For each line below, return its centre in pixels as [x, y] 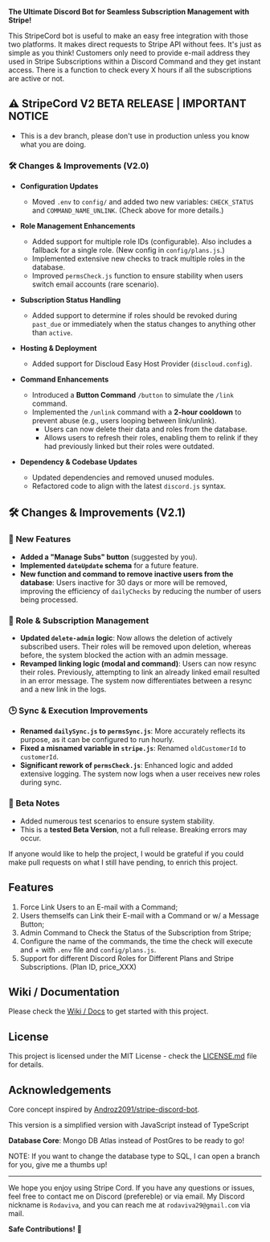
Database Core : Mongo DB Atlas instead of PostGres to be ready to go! [127, 1140]
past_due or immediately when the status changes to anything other [144, 324]
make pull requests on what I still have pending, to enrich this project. [123, 862]
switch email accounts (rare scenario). [95, 284]
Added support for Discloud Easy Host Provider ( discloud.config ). [142, 364]
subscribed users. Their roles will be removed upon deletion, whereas [135, 646]
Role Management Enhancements [78, 226]
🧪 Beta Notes [34, 803]
